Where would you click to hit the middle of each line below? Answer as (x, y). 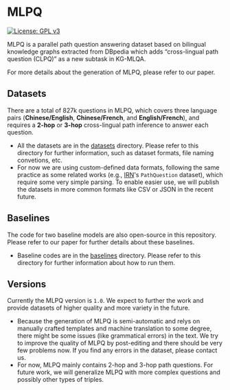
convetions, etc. (40, 160)
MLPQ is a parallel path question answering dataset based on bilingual (106, 44)
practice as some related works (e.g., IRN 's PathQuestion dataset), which (120, 174)
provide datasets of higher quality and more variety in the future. (99, 308)
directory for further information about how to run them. (96, 262)
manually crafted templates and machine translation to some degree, (114, 329)
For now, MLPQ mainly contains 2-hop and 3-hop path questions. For (115, 365)
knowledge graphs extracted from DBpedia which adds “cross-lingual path (113, 51)
